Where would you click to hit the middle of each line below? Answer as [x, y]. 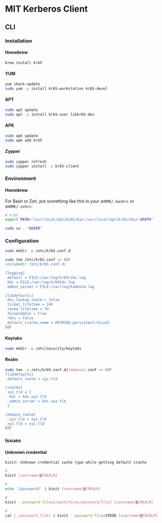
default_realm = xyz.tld [32, 379]
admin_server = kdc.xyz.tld [38, 401]
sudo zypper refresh [26, 162]
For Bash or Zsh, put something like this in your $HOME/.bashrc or [70, 201]
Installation [19, 41]
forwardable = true [27, 314]
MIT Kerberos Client [46, 9]
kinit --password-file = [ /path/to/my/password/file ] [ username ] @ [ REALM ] [79, 502]
